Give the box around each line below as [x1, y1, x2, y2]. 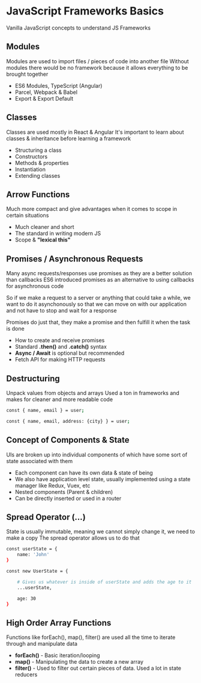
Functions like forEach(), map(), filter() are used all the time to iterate [6, 634, 176, 641]
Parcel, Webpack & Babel [14, 89, 78, 96]
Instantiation [14, 166, 46, 173]
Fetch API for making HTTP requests [14, 356, 106, 363]
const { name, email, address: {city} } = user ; [6, 418, 130, 424]
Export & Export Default [14, 95, 74, 102]
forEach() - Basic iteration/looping [14, 652, 100, 659]
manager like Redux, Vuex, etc [14, 482, 91, 489]
